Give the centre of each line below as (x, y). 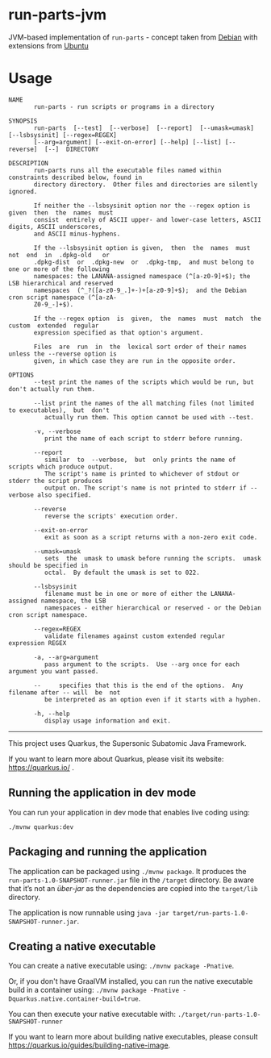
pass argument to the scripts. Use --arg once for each (142, 664)
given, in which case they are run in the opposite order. (135, 360)
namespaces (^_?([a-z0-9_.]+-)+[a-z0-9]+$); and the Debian (140, 290)
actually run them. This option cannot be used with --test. (149, 417)
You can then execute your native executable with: (92, 1014)
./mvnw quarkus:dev (41, 827)
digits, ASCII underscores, (56, 227)
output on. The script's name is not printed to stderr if (146, 488)
